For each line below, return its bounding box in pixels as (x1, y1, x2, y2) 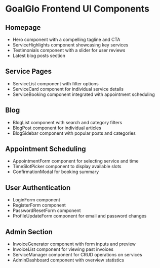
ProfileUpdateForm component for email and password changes (12, 213, 147, 219)
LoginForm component (12, 197, 61, 203)
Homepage (5, 23, 41, 32)
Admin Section (5, 228, 53, 236)
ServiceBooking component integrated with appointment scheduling (12, 91, 155, 97)
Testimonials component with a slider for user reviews (12, 47, 126, 53)
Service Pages (5, 67, 52, 76)
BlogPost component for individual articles (12, 125, 101, 131)
